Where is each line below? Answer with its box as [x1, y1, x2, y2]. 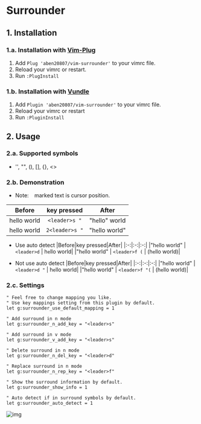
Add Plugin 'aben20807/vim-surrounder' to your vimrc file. [14, 101, 161, 109]
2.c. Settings [6, 281, 45, 290]
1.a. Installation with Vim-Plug [6, 46, 96, 54]
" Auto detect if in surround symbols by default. [6, 395, 136, 401]
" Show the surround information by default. [6, 379, 123, 385]
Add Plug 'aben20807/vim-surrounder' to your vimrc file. [14, 59, 156, 66]
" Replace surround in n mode [6, 363, 83, 370]
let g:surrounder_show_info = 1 [6, 384, 88, 391]
